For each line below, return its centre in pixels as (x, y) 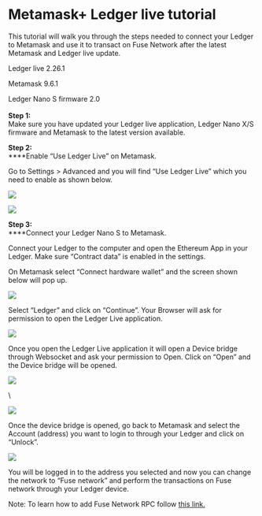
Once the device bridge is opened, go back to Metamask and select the (124, 425)
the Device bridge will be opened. (63, 365)
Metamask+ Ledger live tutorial (112, 15)
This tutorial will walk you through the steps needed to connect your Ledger (131, 36)
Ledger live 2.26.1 (37, 68)
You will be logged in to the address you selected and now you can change (130, 472)
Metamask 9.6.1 (33, 84)
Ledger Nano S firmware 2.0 (54, 98)
